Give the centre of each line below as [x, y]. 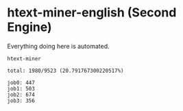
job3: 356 [21, 101]
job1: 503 [21, 88]
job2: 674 [21, 95]
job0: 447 [21, 83]
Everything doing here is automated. [58, 46]
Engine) [30, 27]
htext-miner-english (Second [92, 13]
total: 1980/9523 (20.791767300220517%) [66, 71]
